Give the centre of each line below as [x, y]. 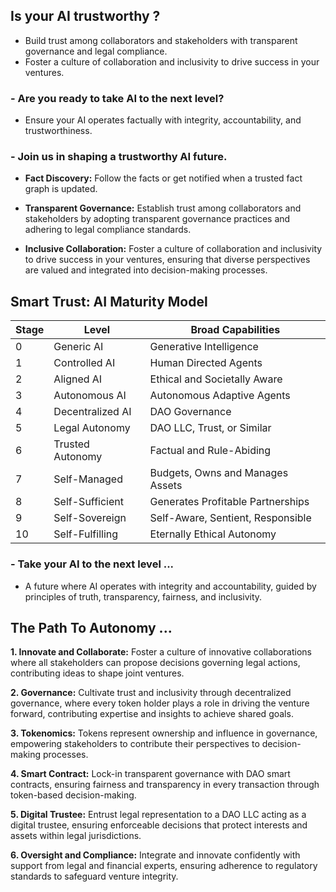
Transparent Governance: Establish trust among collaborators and [163, 208]
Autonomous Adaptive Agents [220, 396]
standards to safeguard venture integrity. [94, 876]
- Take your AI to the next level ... [92, 564]
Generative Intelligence [204, 347]
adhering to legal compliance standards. [108, 230]
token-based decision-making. [73, 795]
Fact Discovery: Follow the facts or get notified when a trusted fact [163, 178]
